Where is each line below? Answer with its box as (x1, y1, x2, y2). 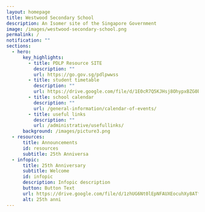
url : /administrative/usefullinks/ (33, 123, 124, 129)
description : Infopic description (22, 180, 111, 186)
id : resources (22, 145, 59, 152)
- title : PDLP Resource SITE (28, 60, 103, 66)
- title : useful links (28, 111, 86, 117)
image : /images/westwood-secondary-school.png (6, 26, 127, 32)
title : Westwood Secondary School (6, 15, 95, 21)
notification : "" (6, 37, 51, 43)
